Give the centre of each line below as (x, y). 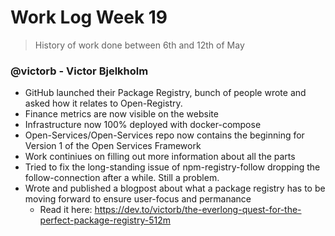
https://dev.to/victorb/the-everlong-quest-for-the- (198, 210)
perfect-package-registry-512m (105, 220)
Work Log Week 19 (89, 17)
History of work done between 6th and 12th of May (139, 45)
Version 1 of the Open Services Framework (113, 146)
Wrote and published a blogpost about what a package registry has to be (175, 188)
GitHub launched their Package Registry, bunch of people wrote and (165, 93)
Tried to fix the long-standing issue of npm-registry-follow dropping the (172, 167)
